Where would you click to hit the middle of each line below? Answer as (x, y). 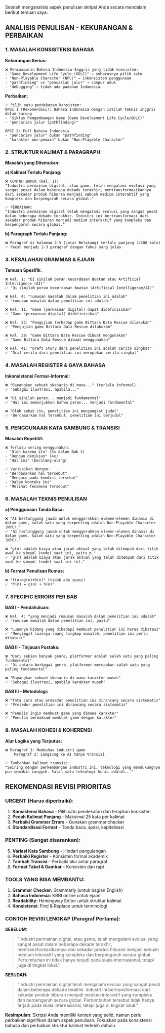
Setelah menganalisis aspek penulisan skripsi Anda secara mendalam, (77, 7)
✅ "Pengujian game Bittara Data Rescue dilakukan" (59, 327)
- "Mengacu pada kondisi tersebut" (42, 478)
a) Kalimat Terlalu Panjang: (33, 172)
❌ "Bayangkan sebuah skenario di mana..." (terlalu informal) (71, 385)
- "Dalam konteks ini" (28, 482)
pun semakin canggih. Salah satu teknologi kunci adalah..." (69, 772)
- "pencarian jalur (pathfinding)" (42, 122)
